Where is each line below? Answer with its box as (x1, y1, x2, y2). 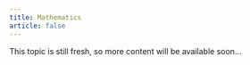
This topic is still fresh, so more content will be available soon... (9, 45, 242, 56)
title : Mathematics (9, 12, 82, 22)
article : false (9, 21, 66, 30)
